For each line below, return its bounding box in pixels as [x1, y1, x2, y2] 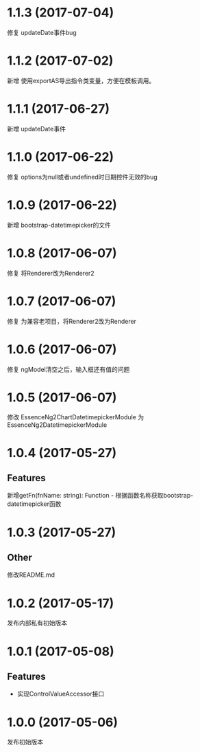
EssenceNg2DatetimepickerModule [7, 421, 108, 429]
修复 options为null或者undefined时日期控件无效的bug [7, 173, 158, 181]
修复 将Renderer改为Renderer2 [7, 269, 95, 277]
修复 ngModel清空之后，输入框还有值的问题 [7, 365, 130, 373]
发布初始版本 [7, 738, 43, 747]
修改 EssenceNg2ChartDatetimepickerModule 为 [7, 413, 145, 421]
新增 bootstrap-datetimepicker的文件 [7, 221, 112, 229]
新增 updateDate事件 [7, 124, 66, 133]
